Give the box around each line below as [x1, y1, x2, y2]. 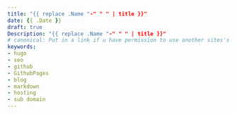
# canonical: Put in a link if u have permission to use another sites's [7, 37, 230, 44]
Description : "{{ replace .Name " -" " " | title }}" [7, 30, 167, 38]
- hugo [7, 50, 27, 57]
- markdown [7, 83, 40, 90]
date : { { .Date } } [7, 17, 62, 24]
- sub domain [7, 96, 46, 103]
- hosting [7, 89, 37, 96]
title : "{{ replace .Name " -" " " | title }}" [7, 10, 147, 18]
